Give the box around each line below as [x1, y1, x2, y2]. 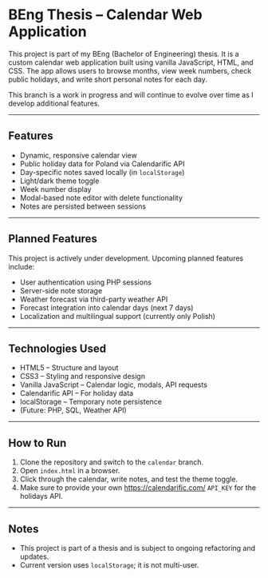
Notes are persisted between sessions [19, 201, 146, 211]
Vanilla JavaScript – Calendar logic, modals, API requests [19, 380, 207, 389]
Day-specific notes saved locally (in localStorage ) [19, 167, 185, 177]
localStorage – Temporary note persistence [19, 397, 162, 407]
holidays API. [19, 492, 64, 501]
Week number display [19, 184, 92, 193]
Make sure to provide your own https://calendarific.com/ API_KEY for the [19, 483, 257, 492]
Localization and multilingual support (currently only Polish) [19, 311, 215, 321]
